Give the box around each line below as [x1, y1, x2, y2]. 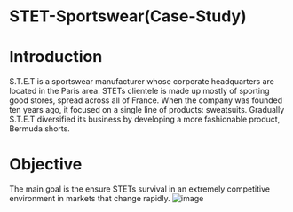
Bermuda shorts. [9, 123, 71, 134]
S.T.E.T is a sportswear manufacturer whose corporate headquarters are [9, 76, 275, 87]
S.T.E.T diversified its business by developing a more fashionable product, [9, 114, 281, 125]
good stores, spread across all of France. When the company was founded [9, 95, 283, 106]
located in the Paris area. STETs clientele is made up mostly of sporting [9, 86, 270, 97]
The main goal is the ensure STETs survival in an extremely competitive [9, 184, 271, 194]
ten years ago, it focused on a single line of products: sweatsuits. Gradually [9, 105, 285, 115]
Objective [9, 154, 83, 175]
